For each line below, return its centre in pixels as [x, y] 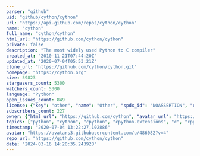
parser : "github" [28, 12]
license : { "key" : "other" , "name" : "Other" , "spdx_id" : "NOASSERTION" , [97, 105]
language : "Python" [30, 94]
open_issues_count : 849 [36, 100]
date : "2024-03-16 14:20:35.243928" [51, 144]
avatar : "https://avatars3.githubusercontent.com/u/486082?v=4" [87, 133]
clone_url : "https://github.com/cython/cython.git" [71, 67]
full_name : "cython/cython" [41, 34]
